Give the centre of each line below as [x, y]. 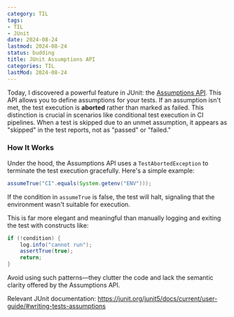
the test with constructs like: [48, 225]
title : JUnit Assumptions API [51, 60]
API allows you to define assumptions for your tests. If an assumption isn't [114, 100]
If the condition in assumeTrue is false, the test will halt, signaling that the [111, 196]
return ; [31, 258]
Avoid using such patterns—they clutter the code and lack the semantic [110, 278]
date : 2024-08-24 [33, 40]
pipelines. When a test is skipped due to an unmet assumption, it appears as [117, 122]
